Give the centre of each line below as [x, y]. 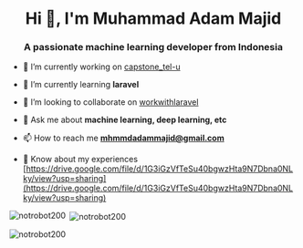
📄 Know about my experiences [80, 160]
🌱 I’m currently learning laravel [81, 85]
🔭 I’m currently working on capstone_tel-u [101, 67]
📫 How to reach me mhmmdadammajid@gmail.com [124, 138]
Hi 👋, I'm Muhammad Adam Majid [153, 19]
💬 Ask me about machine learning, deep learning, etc [125, 120]
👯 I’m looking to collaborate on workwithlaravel [110, 102]
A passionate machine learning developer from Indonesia [153, 47]
